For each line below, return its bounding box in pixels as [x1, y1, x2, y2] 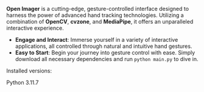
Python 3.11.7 [6, 79, 39, 86]
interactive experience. [6, 24, 64, 31]
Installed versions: [6, 67, 52, 74]
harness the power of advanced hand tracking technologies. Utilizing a [6, 11, 184, 19]
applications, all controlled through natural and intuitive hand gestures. [15, 42, 192, 50]
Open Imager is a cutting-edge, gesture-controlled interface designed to [6, 5, 189, 12]
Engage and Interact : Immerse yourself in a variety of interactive [15, 36, 178, 43]
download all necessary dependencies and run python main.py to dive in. [15, 56, 199, 62]
